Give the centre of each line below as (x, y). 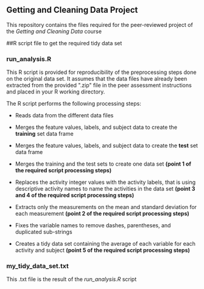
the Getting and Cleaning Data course (54, 31)
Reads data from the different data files (64, 115)
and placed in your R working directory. (56, 92)
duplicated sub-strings (44, 232)
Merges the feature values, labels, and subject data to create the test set (106, 145)
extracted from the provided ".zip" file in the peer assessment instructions (99, 86)
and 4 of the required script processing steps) (75, 196)
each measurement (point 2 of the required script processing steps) (102, 214)
